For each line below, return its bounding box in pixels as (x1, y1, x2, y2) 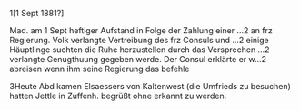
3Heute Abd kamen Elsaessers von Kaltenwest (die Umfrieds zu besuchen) (9, 81, 291, 91)
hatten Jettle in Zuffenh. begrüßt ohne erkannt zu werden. (9, 90, 227, 101)
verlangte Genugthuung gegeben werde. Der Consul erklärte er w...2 (9, 54, 266, 64)
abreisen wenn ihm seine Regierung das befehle (9, 63, 190, 74)
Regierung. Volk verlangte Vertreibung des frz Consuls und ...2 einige (9, 35, 270, 45)
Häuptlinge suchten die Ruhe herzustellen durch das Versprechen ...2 (9, 44, 270, 55)
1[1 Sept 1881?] (9, 8, 65, 18)
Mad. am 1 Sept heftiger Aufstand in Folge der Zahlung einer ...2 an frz (9, 25, 273, 35)
